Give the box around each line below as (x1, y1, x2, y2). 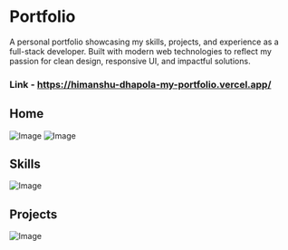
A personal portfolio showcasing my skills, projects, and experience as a (9, 36, 279, 47)
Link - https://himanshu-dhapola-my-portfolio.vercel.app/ (9, 78, 272, 91)
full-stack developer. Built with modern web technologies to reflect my (9, 45, 272, 56)
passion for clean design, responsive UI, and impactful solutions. (9, 55, 251, 66)
